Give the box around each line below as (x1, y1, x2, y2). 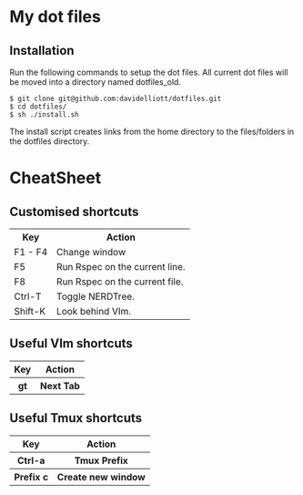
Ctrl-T (14, 290, 42, 303)
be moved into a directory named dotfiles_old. (9, 77, 182, 88)
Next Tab (39, 379, 80, 392)
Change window (56, 246, 126, 258)
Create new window (56, 470, 146, 483)
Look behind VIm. (56, 305, 132, 317)
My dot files (9, 6, 102, 27)
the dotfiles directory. (9, 136, 90, 147)
